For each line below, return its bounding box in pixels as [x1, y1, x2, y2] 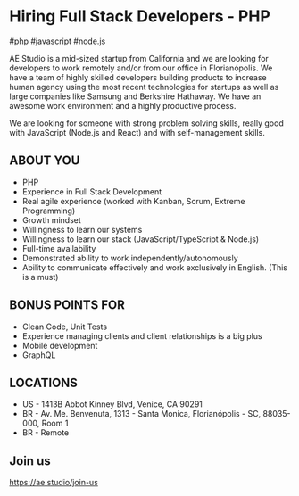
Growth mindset [21, 214, 82, 225]
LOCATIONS [9, 375, 79, 390]
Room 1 [41, 417, 69, 429]
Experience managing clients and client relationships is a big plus [21, 330, 262, 341]
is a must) [21, 271, 59, 282]
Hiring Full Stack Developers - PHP [9, 6, 270, 27]
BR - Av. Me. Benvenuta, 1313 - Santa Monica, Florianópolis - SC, [21, 409, 262, 419]
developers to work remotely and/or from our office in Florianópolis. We [9, 62, 273, 73]
